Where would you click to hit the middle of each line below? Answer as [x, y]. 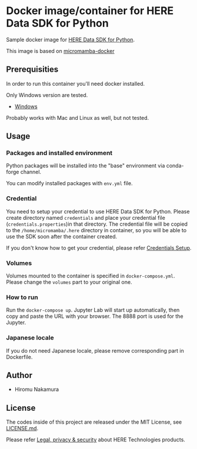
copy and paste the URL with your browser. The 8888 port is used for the [95, 316]
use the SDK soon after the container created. [62, 236]
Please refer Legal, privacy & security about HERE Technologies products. [96, 440]
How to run [22, 297]
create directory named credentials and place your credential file [86, 217]
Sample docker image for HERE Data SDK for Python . [71, 39]
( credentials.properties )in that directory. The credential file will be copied [97, 224]
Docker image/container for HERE [90, 11]
